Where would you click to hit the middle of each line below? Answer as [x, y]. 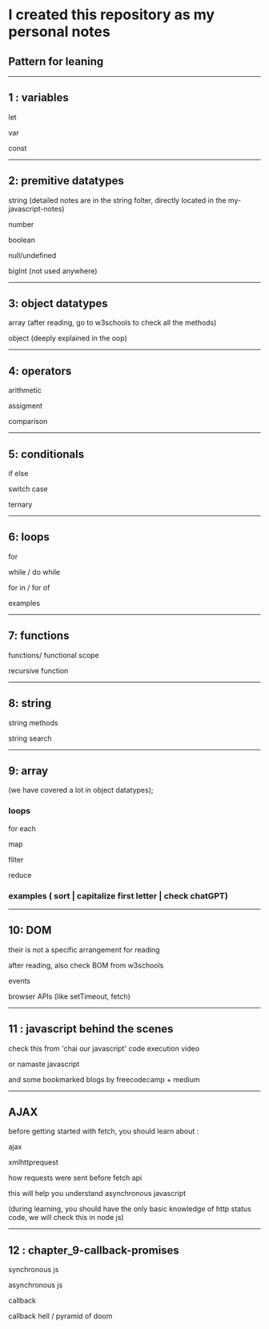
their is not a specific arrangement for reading [84, 949]
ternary [20, 505]
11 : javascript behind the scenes [91, 1029]
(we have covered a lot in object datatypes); [81, 790]
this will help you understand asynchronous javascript [97, 1194]
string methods [33, 722]
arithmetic [25, 390]
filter [16, 859]
